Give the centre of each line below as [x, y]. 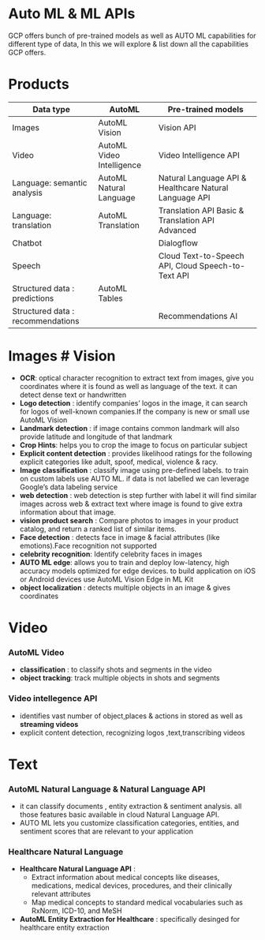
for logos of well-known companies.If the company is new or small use [134, 411]
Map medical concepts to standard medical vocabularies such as [137, 903]
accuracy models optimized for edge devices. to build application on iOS [138, 571]
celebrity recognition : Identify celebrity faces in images [111, 554]
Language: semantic [50, 182]
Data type [52, 109]
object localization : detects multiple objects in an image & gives [125, 587]
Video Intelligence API [199, 155]
